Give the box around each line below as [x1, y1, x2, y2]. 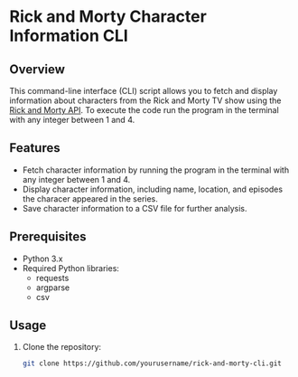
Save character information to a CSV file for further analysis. [22, 203, 247, 213]
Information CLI [9, 25, 128, 46]
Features [9, 140, 61, 156]
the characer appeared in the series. [22, 193, 158, 204]
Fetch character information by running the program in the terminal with [22, 165, 290, 175]
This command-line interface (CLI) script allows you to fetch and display [9, 86, 278, 96]
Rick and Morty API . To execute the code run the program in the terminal [9, 105, 280, 115]
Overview [9, 61, 66, 77]
